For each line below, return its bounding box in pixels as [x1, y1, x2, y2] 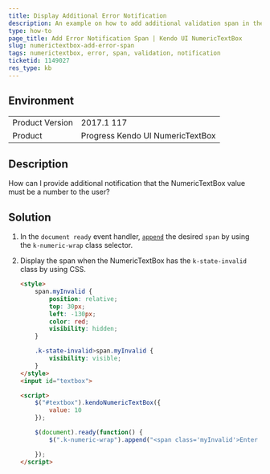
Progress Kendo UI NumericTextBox [80, 130, 216, 141]
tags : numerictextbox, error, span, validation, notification [8, 49, 221, 57]
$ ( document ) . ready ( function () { [35, 428, 143, 437]
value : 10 [49, 406, 82, 414]
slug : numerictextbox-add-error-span [8, 42, 135, 50]
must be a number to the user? [8, 187, 110, 197]
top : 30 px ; [49, 303, 86, 311]
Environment [8, 94, 75, 108]
